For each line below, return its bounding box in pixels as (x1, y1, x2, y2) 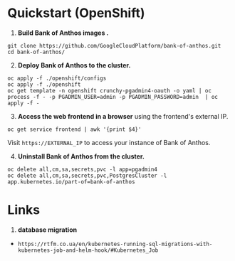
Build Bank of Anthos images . (17, 28, 109, 37)
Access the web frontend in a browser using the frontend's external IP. (17, 112, 229, 120)
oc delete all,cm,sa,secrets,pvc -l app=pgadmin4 (7, 166, 158, 173)
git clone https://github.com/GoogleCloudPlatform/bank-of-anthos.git (7, 42, 221, 49)
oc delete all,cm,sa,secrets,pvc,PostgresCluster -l (7, 172, 167, 179)
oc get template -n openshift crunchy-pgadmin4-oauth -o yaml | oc (7, 87, 212, 94)
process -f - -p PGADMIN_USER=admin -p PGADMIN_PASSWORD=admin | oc (7, 93, 219, 100)
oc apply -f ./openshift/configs (7, 75, 107, 82)
